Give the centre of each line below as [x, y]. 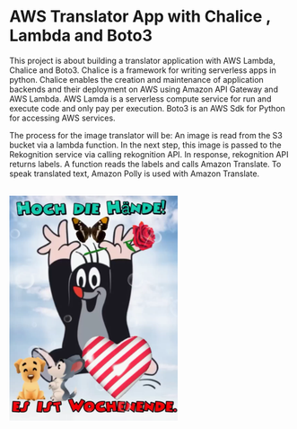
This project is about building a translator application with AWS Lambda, [142, 60]
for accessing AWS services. [62, 118]
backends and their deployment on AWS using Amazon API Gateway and [144, 89]
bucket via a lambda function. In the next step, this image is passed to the [145, 145]
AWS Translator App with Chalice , [140, 17]
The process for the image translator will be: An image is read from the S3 [146, 135]
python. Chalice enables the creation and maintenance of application [137, 79]
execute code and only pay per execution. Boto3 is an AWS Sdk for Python [147, 108]
